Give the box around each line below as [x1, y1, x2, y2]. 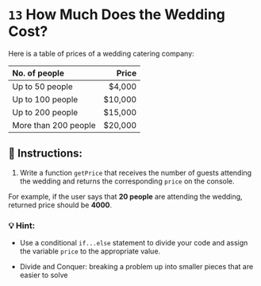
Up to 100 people [12, 94, 79, 105]
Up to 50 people [12, 81, 73, 92]
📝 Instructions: [8, 147, 83, 160]
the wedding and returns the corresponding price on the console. [19, 176, 236, 186]
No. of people [12, 68, 65, 79]
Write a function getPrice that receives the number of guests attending [19, 168, 252, 177]
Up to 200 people [12, 106, 79, 118]
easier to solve [19, 270, 68, 280]
